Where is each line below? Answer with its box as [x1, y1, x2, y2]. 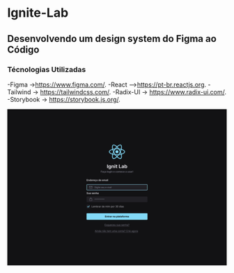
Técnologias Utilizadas [7, 64, 86, 74]
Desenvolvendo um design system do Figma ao [7, 33, 217, 45]
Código [7, 43, 40, 55]
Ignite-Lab [7, 5, 69, 21]
